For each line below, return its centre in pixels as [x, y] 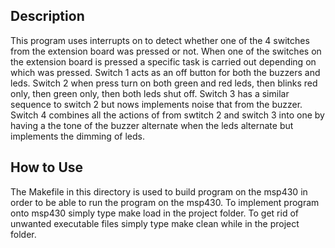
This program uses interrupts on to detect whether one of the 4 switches [160, 40]
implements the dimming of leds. [77, 136]
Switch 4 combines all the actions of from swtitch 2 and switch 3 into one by [167, 115]
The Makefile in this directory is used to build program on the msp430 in [159, 191]
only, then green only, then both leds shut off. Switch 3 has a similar [150, 93]
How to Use [47, 167]
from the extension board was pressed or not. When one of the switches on [166, 51]
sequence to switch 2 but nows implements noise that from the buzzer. [156, 104]
